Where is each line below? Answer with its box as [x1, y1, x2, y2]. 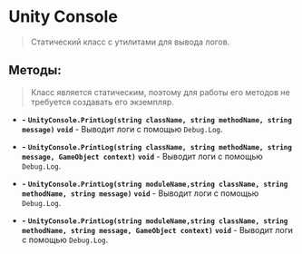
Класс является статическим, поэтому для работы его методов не [30, 86, 291, 97]
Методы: [8, 63, 62, 78]
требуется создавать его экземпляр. [30, 96, 174, 107]
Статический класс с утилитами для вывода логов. [30, 36, 230, 47]
